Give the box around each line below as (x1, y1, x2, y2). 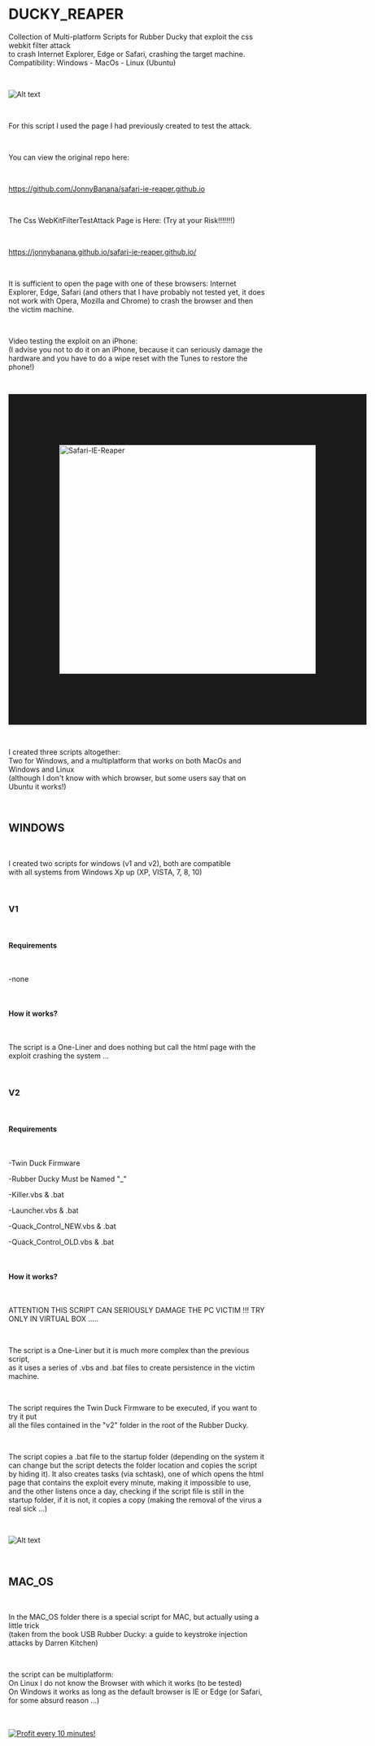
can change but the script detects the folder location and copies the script (8, 1460, 258, 1470)
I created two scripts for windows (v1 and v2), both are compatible (8, 858, 231, 868)
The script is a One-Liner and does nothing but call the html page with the (8, 1043, 256, 1052)
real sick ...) (8, 1503, 48, 1514)
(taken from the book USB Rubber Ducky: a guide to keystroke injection (8, 1629, 248, 1639)
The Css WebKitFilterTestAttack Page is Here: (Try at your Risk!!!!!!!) (8, 215, 236, 225)
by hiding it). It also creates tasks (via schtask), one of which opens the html (8, 1469, 264, 1479)
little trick (8, 1621, 40, 1630)
